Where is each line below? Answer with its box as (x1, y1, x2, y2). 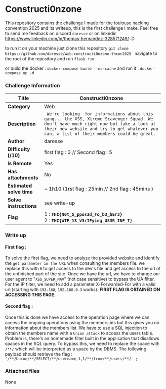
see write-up (44, 199, 75, 206)
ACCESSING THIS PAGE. (5, 292, 56, 298)
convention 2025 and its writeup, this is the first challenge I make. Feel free (5, 25, 158, 31)
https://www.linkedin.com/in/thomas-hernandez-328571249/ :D (5, 36, 135, 42)
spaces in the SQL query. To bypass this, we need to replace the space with (5, 340, 160, 346)
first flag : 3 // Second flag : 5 (44, 149, 113, 156)
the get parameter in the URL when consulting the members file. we (5, 260, 145, 266)
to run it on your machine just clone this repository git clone (5, 45, 129, 51)
